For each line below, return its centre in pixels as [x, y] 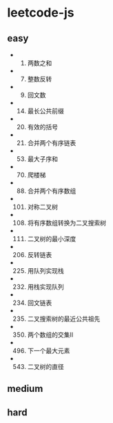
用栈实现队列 [45, 287]
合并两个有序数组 [52, 191]
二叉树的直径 [45, 367]
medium [25, 389]
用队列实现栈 [45, 271]
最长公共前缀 [45, 111]
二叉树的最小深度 [52, 239]
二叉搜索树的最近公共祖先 [64, 319]
